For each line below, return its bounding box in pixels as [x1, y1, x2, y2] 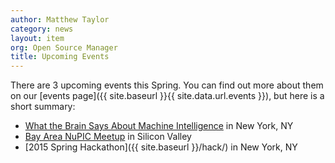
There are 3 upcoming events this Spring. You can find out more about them [10, 79, 324, 91]
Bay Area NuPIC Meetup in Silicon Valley [24, 131, 192, 143]
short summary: [10, 101, 76, 113]
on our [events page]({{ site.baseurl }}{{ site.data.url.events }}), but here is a [10, 90, 325, 102]
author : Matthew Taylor [10, 14, 110, 25]
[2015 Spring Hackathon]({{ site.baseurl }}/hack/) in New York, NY [24, 141, 298, 153]
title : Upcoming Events [10, 52, 110, 62]
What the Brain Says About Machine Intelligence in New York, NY [24, 120, 294, 132]
